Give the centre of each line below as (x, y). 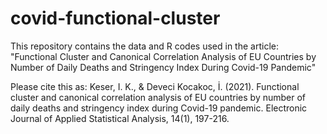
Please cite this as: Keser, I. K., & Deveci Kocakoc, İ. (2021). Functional (155, 86)
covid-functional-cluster (115, 18)
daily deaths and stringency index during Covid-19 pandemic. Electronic (159, 108)
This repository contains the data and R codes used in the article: (144, 46)
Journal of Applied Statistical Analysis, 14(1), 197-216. (120, 118)
